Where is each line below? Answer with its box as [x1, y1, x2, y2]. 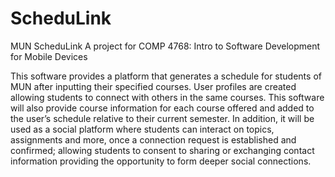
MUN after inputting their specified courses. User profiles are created [10, 80, 297, 92]
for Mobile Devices [10, 50, 88, 62]
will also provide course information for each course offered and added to [10, 102, 315, 114]
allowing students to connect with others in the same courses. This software [10, 91, 325, 103]
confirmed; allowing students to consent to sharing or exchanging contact [10, 144, 315, 156]
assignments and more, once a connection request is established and [10, 133, 297, 146]
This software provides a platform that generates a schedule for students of [10, 70, 322, 82]
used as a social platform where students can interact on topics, [10, 123, 275, 135]
